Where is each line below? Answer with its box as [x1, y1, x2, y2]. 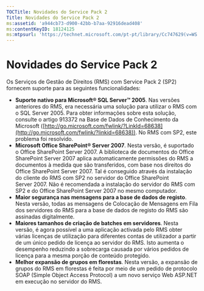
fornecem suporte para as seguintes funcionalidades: [6, 85, 141, 92]
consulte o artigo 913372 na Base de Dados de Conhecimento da [15, 116, 178, 123]
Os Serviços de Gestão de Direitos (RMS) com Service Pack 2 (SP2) [6, 78, 177, 85]
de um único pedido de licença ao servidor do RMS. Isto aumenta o [15, 239, 185, 246]
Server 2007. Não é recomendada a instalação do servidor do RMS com [15, 181, 195, 188]
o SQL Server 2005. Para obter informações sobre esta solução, [15, 109, 177, 117]
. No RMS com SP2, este [135, 129, 197, 136]
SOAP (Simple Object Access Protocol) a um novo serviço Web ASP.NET [15, 271, 198, 279]
